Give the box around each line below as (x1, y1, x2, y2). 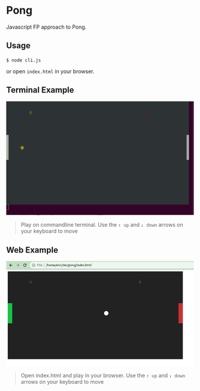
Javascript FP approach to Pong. (6, 23, 87, 30)
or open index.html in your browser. (6, 67, 95, 75)
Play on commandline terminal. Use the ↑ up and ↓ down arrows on (20, 221, 183, 229)
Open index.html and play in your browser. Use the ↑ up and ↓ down (20, 372, 186, 379)
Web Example (6, 245, 58, 255)
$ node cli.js (6, 57, 42, 63)
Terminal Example (6, 85, 74, 96)
